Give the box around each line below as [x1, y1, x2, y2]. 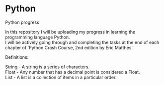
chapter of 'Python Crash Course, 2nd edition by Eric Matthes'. [5, 44, 134, 50]
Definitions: [5, 54, 29, 60]
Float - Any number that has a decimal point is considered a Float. [5, 69, 140, 75]
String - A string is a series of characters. [5, 64, 90, 70]
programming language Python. [5, 34, 70, 40]
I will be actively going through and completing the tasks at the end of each [5, 39, 160, 45]
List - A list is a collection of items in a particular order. [5, 74, 117, 80]
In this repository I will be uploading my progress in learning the [5, 29, 136, 35]
